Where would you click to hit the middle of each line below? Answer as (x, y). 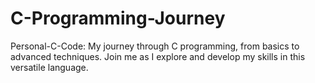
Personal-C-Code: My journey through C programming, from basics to (155, 46)
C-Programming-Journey (118, 18)
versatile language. (49, 67)
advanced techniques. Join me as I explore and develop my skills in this (158, 56)
